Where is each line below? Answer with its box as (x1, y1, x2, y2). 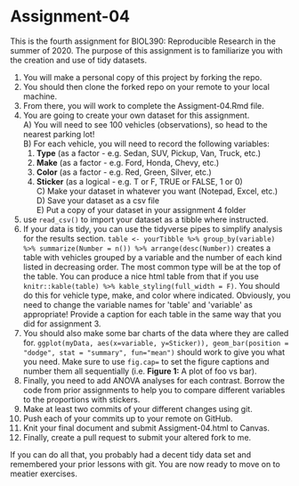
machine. (22, 91, 58, 102)
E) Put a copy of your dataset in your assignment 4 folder (36, 204, 246, 215)
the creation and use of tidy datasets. (10, 54, 148, 65)
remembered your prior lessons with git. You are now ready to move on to (10, 458, 281, 469)
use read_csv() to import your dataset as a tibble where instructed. (22, 214, 270, 225)
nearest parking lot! (22, 128, 95, 139)
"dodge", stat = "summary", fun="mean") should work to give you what (22, 346, 286, 358)
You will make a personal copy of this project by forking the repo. (22, 71, 263, 82)
